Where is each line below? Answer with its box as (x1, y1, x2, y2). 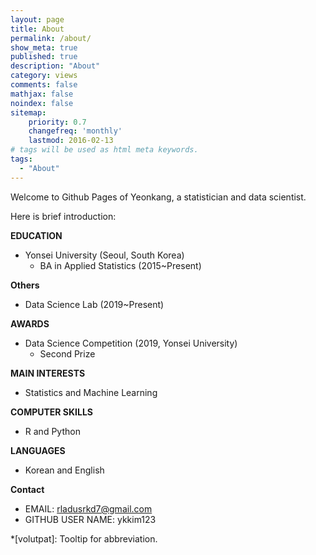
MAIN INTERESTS (10, 367, 86, 379)
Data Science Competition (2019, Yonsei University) (24, 337, 238, 349)
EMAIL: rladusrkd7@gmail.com (24, 502, 153, 515)
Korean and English (24, 464, 105, 476)
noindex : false (10, 98, 74, 108)
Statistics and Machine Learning (24, 386, 158, 398)
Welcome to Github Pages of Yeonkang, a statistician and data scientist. (10, 191, 307, 203)
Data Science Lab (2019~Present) (24, 298, 165, 310)
